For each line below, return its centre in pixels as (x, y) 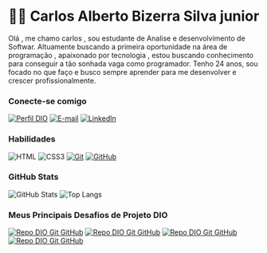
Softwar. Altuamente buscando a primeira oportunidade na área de (118, 46)
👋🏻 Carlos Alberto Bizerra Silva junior (134, 16)
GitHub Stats (33, 177)
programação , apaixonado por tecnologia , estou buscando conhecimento (131, 55)
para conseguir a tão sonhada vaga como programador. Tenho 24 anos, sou (133, 64)
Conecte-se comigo (48, 101)
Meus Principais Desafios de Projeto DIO (88, 215)
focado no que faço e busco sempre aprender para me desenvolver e (122, 72)
